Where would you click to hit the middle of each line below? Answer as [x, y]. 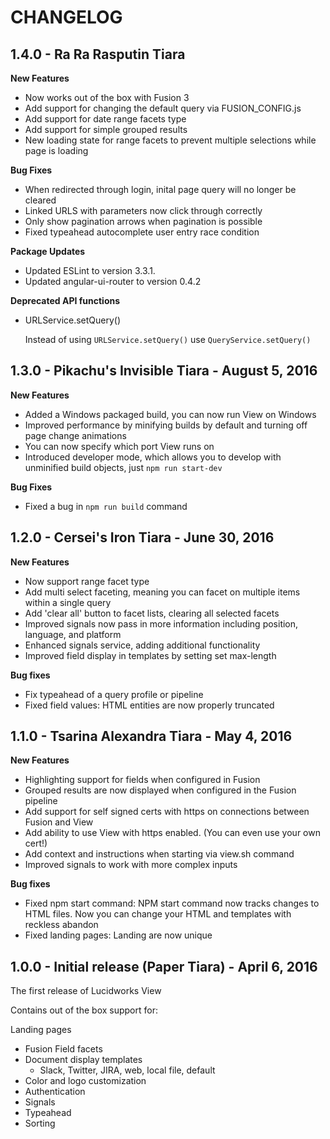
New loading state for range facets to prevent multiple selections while [170, 140]
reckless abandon [61, 925]
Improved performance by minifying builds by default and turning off [166, 425]
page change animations [75, 435]
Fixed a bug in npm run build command [106, 506]
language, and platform [73, 634]
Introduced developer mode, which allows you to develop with [153, 457]
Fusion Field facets [63, 1049]
